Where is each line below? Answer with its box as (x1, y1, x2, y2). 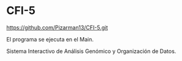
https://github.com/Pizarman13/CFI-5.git (6, 24, 108, 31)
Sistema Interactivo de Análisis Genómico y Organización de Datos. (6, 47, 176, 55)
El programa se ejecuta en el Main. (6, 35, 94, 43)
